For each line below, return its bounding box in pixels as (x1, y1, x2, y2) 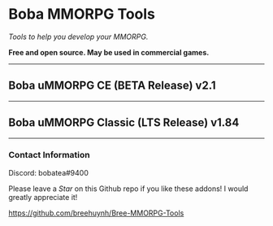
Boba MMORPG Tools (8, 5, 156, 24)
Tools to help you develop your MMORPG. (8, 32, 149, 41)
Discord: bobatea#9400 (8, 167, 89, 177)
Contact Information (8, 150, 91, 161)
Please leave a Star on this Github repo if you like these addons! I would (8, 184, 249, 193)
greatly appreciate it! (8, 192, 78, 202)
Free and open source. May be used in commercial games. (8, 47, 210, 57)
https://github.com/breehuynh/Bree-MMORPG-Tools (8, 208, 184, 218)
